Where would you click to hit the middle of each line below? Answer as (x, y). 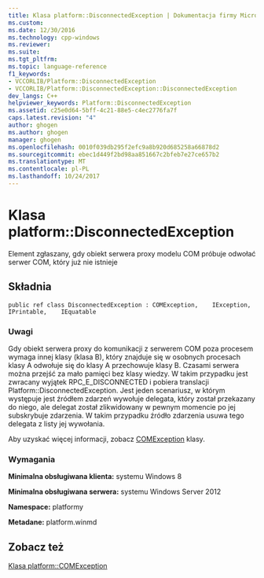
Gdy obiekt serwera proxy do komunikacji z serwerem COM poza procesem (131, 348)
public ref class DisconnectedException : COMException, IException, (130, 305)
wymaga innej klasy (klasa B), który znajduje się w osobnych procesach (125, 357)
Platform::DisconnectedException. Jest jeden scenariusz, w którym (117, 390)
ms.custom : (26, 23)
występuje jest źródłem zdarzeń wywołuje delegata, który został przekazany (132, 399)
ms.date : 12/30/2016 (42, 30)
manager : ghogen (35, 140)
